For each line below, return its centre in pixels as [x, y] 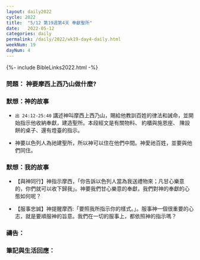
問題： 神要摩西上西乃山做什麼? [51, 84]
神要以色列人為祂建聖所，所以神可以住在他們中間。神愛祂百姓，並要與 [101, 143]
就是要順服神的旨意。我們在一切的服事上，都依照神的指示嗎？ [101, 216]
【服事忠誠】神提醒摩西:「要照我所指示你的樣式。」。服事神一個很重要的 [101, 209]
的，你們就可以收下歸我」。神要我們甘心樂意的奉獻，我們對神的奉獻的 [99, 189]
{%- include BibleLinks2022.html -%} [52, 67]
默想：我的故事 [28, 167]
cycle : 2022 [21, 17]
